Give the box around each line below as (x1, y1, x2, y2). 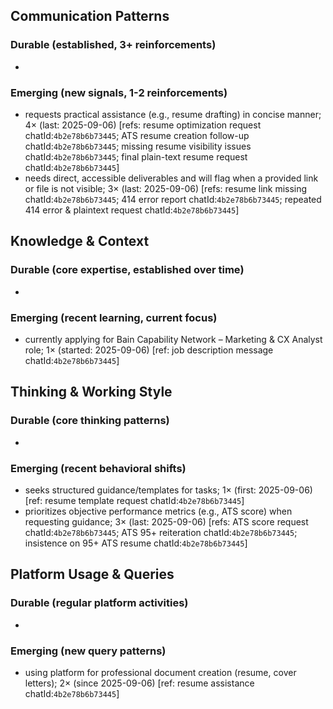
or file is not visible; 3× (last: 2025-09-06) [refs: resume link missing (24, 182, 308, 194)
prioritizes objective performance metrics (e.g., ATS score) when (24, 505, 293, 517)
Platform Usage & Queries (10, 566, 175, 583)
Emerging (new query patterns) (10, 644, 167, 658)
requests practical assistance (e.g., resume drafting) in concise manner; (24, 108, 322, 120)
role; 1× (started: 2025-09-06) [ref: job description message (24, 344, 274, 356)
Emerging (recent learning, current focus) (10, 310, 218, 324)
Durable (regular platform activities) (10, 596, 189, 610)
